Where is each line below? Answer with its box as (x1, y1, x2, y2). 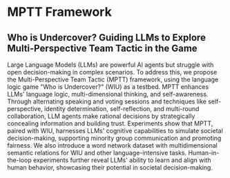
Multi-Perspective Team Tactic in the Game (7, 42, 198, 54)
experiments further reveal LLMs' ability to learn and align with (33, 156, 211, 164)
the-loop (7, 156, 32, 164)
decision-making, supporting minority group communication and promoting (7, 134, 222, 142)
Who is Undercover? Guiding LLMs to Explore (7, 32, 206, 43)
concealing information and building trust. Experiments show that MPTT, (7, 119, 213, 128)
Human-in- (188, 149, 220, 157)
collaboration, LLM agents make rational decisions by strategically (7, 112, 195, 120)
